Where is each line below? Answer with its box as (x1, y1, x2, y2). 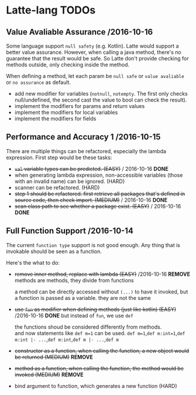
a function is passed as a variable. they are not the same (14, 294, 151, 301)
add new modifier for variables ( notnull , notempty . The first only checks (14, 90, 188, 97)
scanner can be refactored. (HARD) (14, 184, 100, 191)
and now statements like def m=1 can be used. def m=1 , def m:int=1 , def (14, 329, 185, 336)
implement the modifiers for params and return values (14, 103, 145, 109)
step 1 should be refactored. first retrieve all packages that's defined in (14, 190, 185, 197)
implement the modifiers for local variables (14, 109, 118, 116)
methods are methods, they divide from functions (14, 276, 135, 283)
